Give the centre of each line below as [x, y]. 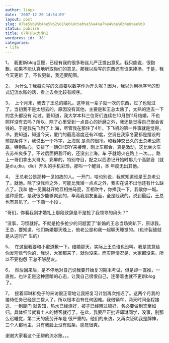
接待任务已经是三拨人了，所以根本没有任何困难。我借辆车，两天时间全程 [80, 299]
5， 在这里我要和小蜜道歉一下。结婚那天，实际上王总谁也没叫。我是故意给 [83, 246]
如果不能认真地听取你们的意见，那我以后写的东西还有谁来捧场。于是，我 [89, 69]
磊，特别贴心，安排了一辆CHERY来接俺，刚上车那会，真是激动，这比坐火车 [83, 147]
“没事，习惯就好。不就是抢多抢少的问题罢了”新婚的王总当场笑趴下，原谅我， [84, 223]
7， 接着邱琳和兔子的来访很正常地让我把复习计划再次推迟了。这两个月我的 [82, 293]
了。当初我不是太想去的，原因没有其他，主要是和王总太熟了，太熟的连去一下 [84, 109]
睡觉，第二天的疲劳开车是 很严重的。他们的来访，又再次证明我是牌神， [87, 318]
